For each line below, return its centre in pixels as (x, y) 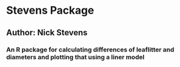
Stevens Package (50, 10)
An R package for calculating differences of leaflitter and (90, 50)
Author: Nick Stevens (47, 33)
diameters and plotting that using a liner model (75, 57)
